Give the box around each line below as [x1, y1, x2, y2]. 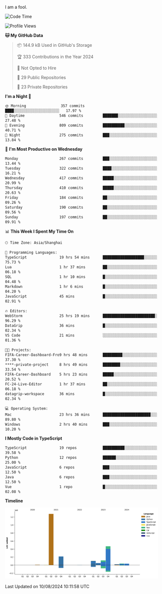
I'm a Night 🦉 [5, 94, 32, 99]
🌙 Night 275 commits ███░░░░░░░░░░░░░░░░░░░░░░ [5, 133, 158, 138]
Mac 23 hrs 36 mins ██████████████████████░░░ [5, 412, 158, 417]
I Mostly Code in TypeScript [5, 436, 62, 441]
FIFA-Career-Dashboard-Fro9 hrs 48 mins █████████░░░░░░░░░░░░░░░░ [5, 353, 158, 357]
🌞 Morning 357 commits [5, 103, 85, 108]
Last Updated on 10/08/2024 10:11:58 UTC [5, 583, 90, 589]
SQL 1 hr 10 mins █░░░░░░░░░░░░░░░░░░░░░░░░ [5, 275, 158, 279]
